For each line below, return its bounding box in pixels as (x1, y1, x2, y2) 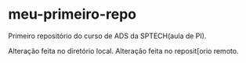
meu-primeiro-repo (8, 5, 137, 23)
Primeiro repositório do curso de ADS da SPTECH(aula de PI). (8, 31, 207, 40)
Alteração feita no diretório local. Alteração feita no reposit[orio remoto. (8, 46, 239, 55)
